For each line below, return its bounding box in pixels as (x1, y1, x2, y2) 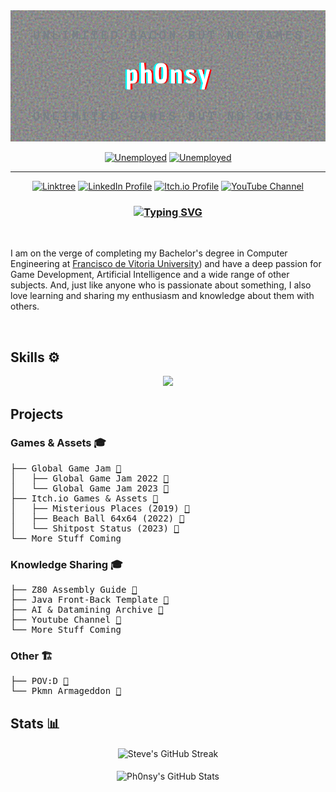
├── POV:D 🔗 (10, 675, 69, 687)
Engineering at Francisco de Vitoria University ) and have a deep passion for (10, 258, 322, 270)
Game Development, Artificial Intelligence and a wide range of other (10, 269, 290, 281)
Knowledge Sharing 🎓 (10, 557, 123, 571)
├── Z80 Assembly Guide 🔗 (10, 584, 138, 596)
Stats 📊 (10, 715, 61, 732)
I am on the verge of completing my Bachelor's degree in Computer (10, 247, 288, 259)
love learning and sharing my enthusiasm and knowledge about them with (10, 290, 315, 302)
